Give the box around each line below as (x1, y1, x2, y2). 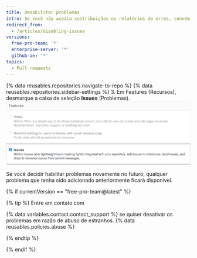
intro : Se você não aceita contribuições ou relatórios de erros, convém (6, 15, 191, 22)
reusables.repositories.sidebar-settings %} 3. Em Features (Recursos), (6, 88, 176, 95)
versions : (6, 34, 30, 40)
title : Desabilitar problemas (6, 9, 80, 15)
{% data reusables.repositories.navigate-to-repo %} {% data (6, 82, 153, 89)
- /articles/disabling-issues (11, 28, 85, 34)
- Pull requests (11, 65, 51, 71)
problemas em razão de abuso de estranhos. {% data (6, 217, 135, 224)
